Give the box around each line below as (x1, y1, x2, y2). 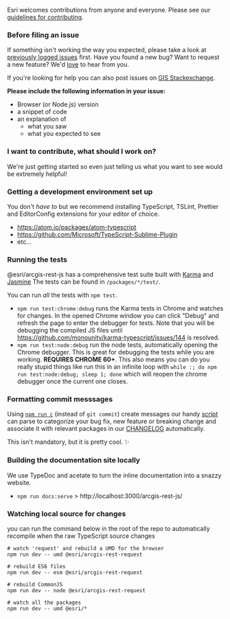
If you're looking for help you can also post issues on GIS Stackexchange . (7, 74, 216, 82)
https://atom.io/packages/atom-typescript (16, 223, 137, 231)
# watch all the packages (7, 599, 81, 607)
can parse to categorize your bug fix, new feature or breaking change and (7, 417, 216, 425)
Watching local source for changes (7, 508, 126, 518)
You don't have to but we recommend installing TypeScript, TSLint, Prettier (7, 202, 219, 210)
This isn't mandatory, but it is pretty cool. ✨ (7, 438, 130, 446)
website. (7, 478, 32, 486)
